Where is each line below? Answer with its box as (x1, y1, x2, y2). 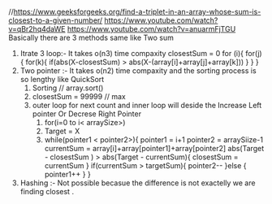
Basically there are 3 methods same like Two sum (8, 33, 175, 42)
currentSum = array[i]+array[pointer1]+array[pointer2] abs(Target (44, 144, 265, 153)
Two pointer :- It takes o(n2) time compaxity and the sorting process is (19, 66, 257, 76)
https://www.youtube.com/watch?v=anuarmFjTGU (67, 24, 236, 33)
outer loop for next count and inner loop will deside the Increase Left (32, 101, 262, 110)
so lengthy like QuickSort (19, 75, 105, 84)
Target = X (44, 126, 80, 136)
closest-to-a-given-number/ (8, 15, 103, 25)
